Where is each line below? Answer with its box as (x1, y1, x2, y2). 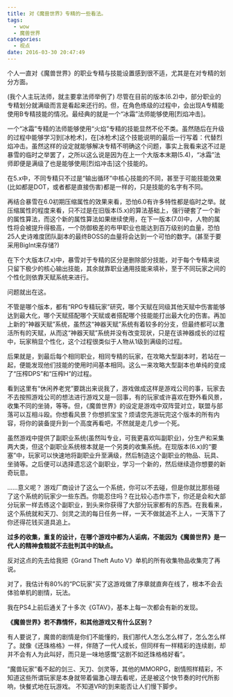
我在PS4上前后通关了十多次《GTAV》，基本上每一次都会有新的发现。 (7, 602, 202, 612)
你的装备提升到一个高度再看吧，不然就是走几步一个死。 (25, 418, 184, 427)
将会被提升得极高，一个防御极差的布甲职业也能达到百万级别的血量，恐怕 (12, 223, 220, 231)
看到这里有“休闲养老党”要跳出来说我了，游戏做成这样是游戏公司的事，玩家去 (7, 384, 225, 393)
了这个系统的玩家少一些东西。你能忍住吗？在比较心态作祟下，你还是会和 (7, 491, 214, 500)
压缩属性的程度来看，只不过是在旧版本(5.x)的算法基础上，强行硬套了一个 (7, 206, 215, 214)
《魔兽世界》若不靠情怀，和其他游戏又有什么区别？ (7, 618, 153, 626)
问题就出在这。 (7, 288, 50, 296)
